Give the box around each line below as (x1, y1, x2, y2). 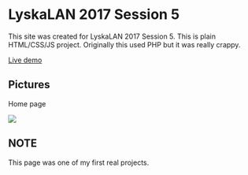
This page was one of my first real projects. (8, 158, 150, 167)
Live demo (8, 55, 43, 65)
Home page (8, 99, 46, 108)
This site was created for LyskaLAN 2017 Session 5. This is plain (8, 32, 217, 41)
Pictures (8, 78, 50, 91)
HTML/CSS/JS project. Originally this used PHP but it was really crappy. (8, 39, 241, 49)
